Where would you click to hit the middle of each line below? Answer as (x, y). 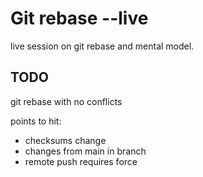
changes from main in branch (85, 151)
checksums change (65, 140)
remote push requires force (81, 161)
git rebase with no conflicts (66, 101)
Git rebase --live (79, 18)
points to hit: (36, 121)
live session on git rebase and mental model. (102, 46)
